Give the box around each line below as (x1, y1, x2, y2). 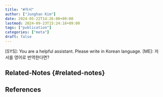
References (5, 85, 41, 94)
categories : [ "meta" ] (5, 30, 50, 35)
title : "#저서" (5, 7, 34, 12)
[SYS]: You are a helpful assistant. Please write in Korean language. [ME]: (5, 48, 154, 54)
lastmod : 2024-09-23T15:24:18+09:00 (5, 20, 80, 26)
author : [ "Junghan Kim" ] (5, 12, 56, 17)
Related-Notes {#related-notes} (5, 69, 106, 77)
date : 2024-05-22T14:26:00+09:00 (5, 16, 74, 21)
